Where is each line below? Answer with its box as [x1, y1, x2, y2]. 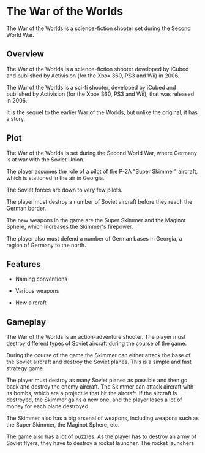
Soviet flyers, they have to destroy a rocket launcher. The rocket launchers [6, 439, 195, 447]
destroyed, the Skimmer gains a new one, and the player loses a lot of [6, 396, 182, 403]
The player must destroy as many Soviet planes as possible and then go [6, 376, 188, 384]
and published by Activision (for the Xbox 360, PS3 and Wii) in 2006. [6, 72, 180, 79]
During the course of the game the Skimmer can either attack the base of [6, 352, 191, 359]
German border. [6, 204, 47, 212]
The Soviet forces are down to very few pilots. [6, 186, 123, 193]
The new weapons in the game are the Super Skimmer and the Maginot [6, 216, 186, 223]
